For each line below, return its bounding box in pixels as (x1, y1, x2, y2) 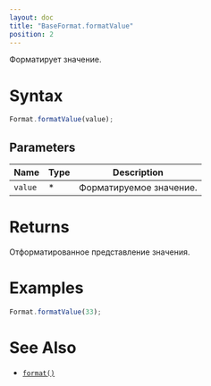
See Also (9, 337, 77, 357)
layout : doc (9, 13, 54, 22)
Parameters (9, 139, 76, 155)
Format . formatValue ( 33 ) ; (9, 307, 102, 316)
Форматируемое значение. (79, 181, 198, 193)
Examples (9, 278, 84, 298)
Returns (9, 217, 70, 238)
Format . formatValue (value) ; (9, 115, 114, 124)
